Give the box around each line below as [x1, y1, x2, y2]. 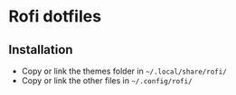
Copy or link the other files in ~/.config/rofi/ [21, 75, 193, 86]
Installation [8, 42, 73, 57]
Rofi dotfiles [8, 6, 101, 27]
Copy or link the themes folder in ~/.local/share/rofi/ [21, 65, 227, 76]
